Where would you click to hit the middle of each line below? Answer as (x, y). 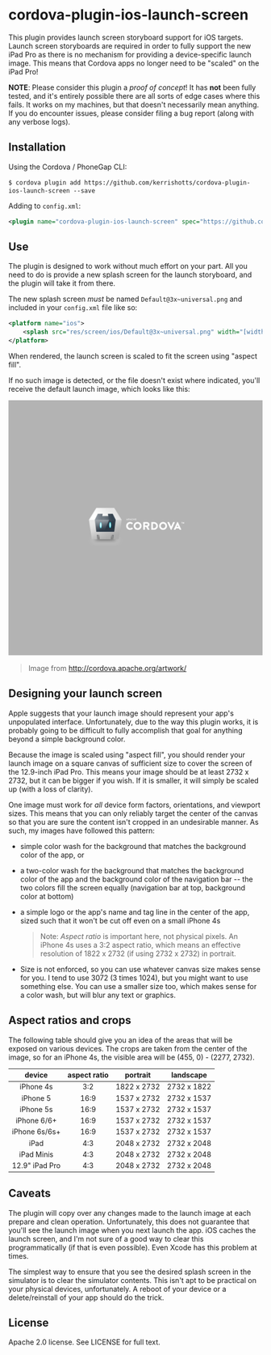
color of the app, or (52, 855)
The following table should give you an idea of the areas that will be (121, 1040)
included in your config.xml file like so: (73, 308)
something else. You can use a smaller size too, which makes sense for (138, 986)
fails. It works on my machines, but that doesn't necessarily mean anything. (134, 104)
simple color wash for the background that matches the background (133, 846)
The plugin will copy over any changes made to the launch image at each (130, 1213)
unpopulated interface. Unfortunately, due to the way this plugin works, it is (133, 721)
